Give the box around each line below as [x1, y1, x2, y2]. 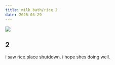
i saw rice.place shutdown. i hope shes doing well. [5, 54, 110, 60]
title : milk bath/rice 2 [5, 7, 58, 13]
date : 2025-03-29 [5, 12, 42, 17]
